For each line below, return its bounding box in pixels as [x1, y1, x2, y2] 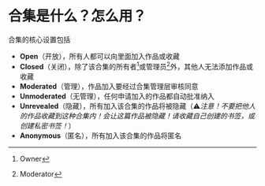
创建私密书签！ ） [19, 121, 76, 130]
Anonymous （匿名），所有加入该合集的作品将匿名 [19, 131, 182, 140]
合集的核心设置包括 [8, 35, 71, 44]
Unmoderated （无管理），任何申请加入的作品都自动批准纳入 [19, 91, 215, 101]
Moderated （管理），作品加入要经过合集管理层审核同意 [19, 81, 199, 91]
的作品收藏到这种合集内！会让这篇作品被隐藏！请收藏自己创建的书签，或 [19, 111, 255, 121]
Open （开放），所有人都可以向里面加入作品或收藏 [19, 51, 180, 61]
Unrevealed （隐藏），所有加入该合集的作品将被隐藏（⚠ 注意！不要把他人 [19, 101, 256, 110]
